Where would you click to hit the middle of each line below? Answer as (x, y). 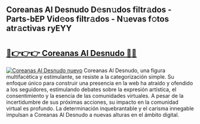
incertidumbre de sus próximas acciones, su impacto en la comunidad (93, 102)
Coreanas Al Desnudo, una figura (124, 70)
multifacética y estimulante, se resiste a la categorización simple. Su (90, 77)
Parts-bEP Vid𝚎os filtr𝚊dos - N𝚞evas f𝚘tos (87, 19)
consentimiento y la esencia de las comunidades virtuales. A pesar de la (95, 96)
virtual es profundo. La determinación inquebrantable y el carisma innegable (100, 108)
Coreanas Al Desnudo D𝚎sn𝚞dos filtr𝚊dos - (89, 10)
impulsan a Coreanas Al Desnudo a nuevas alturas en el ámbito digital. (93, 115)
